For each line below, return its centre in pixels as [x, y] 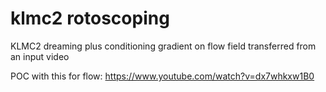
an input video [40, 56]
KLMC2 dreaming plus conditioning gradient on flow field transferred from [163, 46]
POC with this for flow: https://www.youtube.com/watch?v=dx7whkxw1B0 [162, 76]
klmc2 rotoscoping [90, 18]
